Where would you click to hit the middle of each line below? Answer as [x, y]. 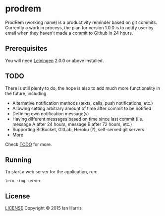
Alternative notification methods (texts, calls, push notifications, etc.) [82, 103]
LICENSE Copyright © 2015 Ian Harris [43, 208]
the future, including [26, 93]
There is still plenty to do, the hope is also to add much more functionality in [82, 88]
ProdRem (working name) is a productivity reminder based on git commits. [81, 22]
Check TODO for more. [28, 144]
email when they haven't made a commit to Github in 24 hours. [69, 33]
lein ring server [23, 181]
